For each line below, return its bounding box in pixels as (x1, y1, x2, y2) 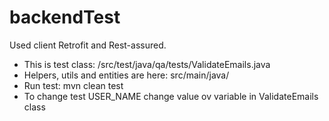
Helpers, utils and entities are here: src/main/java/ (23, 69, 230, 81)
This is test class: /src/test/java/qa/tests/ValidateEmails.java (23, 58, 271, 70)
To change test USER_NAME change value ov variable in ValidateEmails (23, 90, 319, 102)
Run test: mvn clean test (23, 79, 124, 91)
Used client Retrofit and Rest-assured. (9, 39, 167, 51)
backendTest (9, 6, 121, 29)
